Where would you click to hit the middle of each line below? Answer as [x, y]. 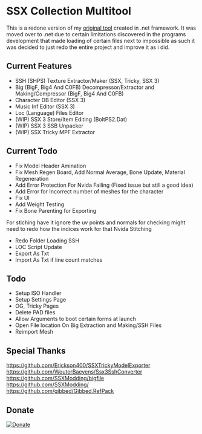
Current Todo [32, 151]
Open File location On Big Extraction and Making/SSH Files [88, 325]
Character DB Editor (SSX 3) [50, 100]
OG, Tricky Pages [37, 306]
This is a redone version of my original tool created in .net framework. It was [101, 28]
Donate [20, 410]
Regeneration [32, 178]
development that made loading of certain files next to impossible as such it [101, 40]
